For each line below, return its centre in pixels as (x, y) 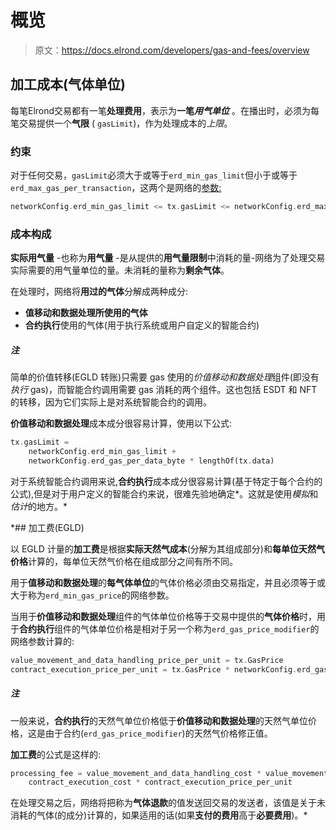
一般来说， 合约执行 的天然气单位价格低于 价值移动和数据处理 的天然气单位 (159, 720)
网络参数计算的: (42, 641)
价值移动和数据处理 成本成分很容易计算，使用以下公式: (121, 423)
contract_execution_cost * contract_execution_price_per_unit (160, 782)
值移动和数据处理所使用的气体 (86, 313)
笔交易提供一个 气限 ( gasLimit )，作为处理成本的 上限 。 (121, 123)
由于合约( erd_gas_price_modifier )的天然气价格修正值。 (158, 733)
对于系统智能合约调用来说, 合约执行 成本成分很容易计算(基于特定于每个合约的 (166, 481)
